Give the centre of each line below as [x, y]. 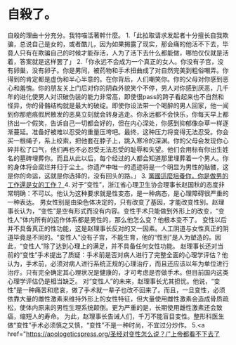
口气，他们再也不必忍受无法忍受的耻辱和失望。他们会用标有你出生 [127, 149]
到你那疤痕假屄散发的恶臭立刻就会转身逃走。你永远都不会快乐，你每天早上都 [118, 114]
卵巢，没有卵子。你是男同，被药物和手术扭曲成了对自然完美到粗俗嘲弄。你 [121, 70]
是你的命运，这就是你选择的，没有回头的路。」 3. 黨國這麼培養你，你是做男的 [118, 176]
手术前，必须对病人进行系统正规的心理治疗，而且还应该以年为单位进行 [127, 263]
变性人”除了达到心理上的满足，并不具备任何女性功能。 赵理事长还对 [120, 246]
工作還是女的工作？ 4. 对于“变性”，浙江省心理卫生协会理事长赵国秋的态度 [113, 184]
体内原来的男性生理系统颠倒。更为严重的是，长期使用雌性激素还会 [121, 307]
